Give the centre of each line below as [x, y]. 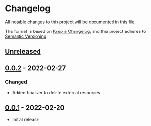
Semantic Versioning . [26, 36]
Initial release [25, 119]
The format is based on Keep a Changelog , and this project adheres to [75, 31]
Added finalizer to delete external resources [56, 93]
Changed [16, 82]
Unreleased [23, 52]
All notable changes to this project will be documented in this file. [71, 22]
